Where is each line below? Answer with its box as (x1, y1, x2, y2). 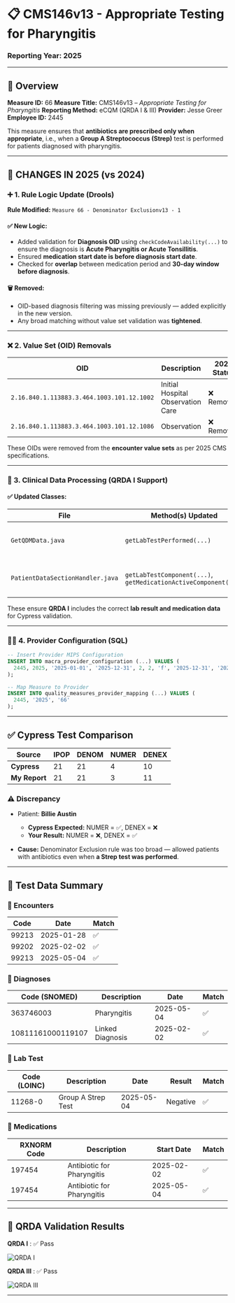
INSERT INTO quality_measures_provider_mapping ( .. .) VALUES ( (7, 690, 196, 697)
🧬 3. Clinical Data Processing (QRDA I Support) (7, 475, 169, 485)
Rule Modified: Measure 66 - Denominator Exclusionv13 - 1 (7, 205, 181, 214)
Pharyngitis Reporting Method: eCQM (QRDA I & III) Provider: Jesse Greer (7, 106, 222, 115)
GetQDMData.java (10, 536, 65, 544)
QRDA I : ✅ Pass (7, 1239, 55, 1248)
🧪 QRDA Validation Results (7, 1220, 124, 1232)
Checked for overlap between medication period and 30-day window (17, 260, 220, 269)
